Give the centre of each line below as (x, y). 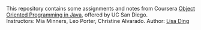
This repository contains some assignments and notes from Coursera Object (101, 9)
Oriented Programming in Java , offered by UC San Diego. (77, 15)
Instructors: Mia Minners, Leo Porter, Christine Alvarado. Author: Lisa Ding (98, 21)
